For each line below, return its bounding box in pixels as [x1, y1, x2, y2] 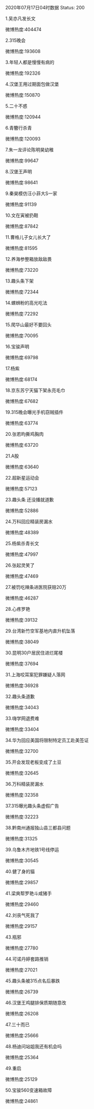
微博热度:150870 [5, 92, 41, 98]
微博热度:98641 [5, 180, 38, 185]
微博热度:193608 [5, 48, 41, 54]
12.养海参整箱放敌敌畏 [5, 256, 52, 262]
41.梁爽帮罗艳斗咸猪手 [5, 890, 52, 896]
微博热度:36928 [5, 682, 39, 689]
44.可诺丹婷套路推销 [5, 956, 49, 962]
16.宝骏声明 [5, 344, 29, 349]
